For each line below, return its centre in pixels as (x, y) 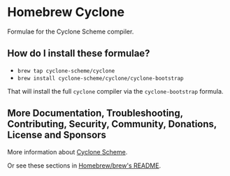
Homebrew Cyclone (66, 12)
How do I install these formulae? (79, 53)
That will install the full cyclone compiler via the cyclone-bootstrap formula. (115, 91)
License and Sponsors (57, 135)
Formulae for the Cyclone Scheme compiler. (71, 31)
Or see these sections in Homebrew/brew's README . (84, 166)
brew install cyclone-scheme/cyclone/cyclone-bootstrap (100, 78)
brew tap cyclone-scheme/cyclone (66, 71)
